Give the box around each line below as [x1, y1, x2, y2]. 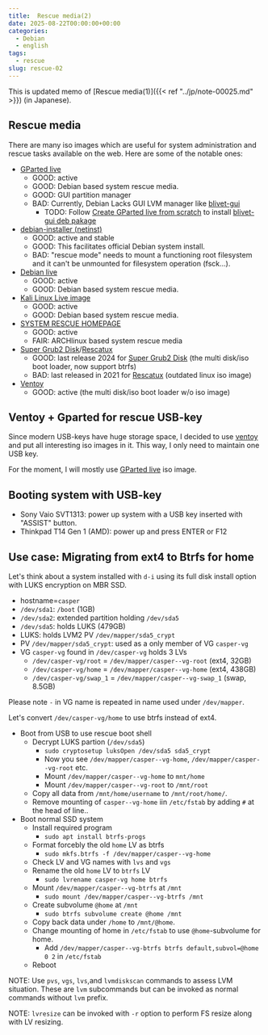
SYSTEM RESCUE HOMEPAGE [19, 318, 121, 328]
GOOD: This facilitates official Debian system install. [31, 241, 206, 251]
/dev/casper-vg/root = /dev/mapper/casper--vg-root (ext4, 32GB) [31, 656, 252, 665]
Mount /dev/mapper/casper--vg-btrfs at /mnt [31, 883, 182, 892]
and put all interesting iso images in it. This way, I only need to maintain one [8, 441, 260, 450]
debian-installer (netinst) [19, 224, 103, 234]
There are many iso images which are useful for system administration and [8, 140, 257, 149]
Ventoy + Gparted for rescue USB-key [8, 410, 203, 424]
